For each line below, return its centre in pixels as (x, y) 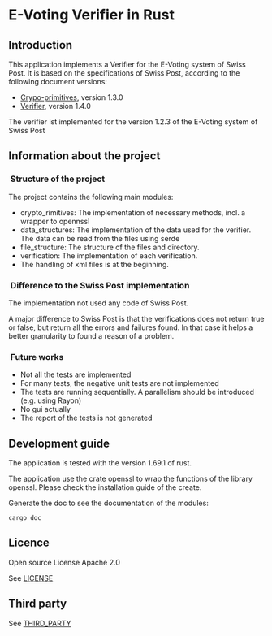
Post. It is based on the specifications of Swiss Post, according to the (124, 73)
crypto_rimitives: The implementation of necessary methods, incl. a (133, 212)
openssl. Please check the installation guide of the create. (105, 487)
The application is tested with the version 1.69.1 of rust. (100, 463)
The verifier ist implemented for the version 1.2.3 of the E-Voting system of (133, 122)
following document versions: (58, 82)
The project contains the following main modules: (91, 197)
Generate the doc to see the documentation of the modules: (108, 503)
